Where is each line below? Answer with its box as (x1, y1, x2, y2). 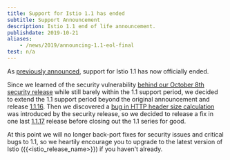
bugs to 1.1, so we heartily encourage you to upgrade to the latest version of (7, 137, 223, 146)
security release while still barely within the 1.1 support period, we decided (7, 87, 219, 96)
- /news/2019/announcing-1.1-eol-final (19, 42, 135, 49)
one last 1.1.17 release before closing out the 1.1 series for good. (7, 117, 186, 125)
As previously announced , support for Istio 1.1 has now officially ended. (7, 67, 209, 76)
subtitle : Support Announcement (7, 16, 100, 23)
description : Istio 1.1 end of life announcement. (7, 23, 156, 30)
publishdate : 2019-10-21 (7, 29, 79, 36)
